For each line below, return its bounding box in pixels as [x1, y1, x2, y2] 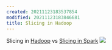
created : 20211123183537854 [6, 8, 78, 15]
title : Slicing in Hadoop [6, 20, 72, 26]
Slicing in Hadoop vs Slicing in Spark [6, 37, 99, 45]
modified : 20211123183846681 [6, 14, 80, 20]
